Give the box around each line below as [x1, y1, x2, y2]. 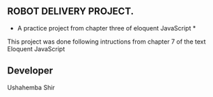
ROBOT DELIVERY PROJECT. [7, 6, 134, 17]
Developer [7, 65, 54, 77]
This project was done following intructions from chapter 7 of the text [7, 37, 207, 46]
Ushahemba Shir [7, 83, 56, 91]
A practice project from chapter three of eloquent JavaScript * [17, 24, 196, 32]
